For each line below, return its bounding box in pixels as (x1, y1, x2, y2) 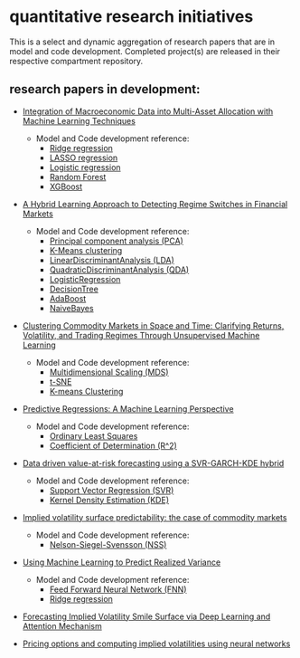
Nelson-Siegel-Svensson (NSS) (49, 539, 167, 549)
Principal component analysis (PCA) (49, 235, 183, 246)
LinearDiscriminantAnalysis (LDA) (49, 254, 174, 265)
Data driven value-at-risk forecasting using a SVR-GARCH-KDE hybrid (22, 457, 285, 468)
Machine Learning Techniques (22, 115, 136, 126)
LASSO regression (49, 152, 118, 163)
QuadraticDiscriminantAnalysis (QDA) (49, 264, 190, 275)
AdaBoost (49, 292, 87, 304)
